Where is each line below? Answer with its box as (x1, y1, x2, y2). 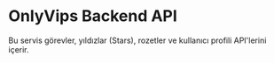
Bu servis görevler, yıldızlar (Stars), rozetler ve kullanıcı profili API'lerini (8, 35, 267, 45)
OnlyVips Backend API (8, 6, 178, 26)
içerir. (8, 44, 29, 54)
